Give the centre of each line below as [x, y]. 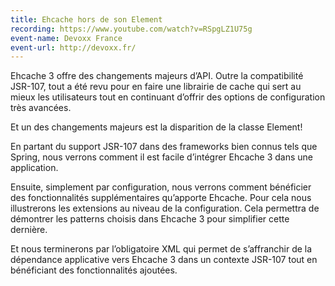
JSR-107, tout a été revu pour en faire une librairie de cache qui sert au [156, 87]
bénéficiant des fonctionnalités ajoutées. [94, 270]
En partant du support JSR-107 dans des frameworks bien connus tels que [164, 147]
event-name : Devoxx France [66, 38]
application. [34, 168]
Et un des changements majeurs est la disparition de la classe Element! [156, 127]
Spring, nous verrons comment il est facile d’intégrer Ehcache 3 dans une [161, 157]
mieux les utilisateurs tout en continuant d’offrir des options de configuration [168, 97]
